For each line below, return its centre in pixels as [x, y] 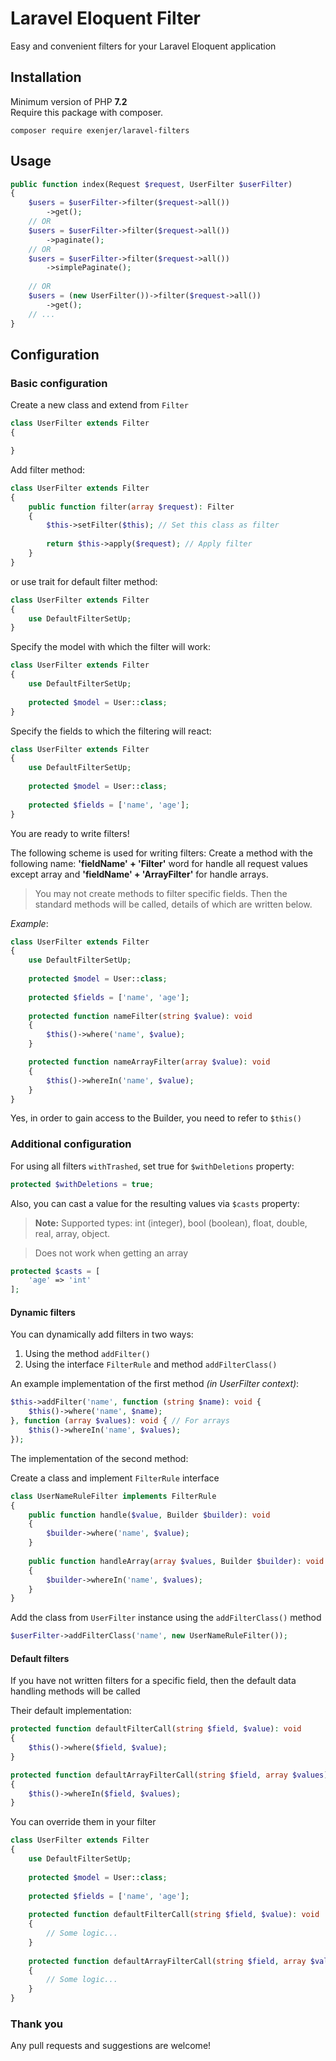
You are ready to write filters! [70, 833]
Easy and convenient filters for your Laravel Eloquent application [143, 46]
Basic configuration [59, 383]
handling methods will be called [75, 1691]
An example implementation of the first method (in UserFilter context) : [155, 1384]
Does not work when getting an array [111, 1253]
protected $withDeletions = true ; [82, 1184]
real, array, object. [72, 1233]
